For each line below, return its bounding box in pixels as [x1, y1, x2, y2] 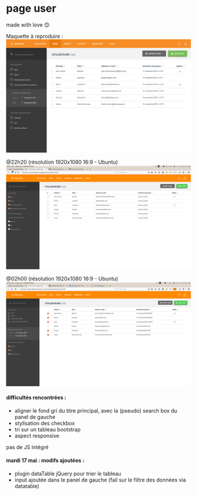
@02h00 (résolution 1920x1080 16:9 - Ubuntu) [6, 275, 118, 283]
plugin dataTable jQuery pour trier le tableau [14, 470, 121, 477]
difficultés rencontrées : [6, 394, 66, 401]
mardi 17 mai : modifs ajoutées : [6, 457, 84, 464]
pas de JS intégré [6, 443, 49, 450]
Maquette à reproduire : [6, 32, 63, 39]
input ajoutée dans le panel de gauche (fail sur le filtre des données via [14, 476, 186, 483]
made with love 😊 [6, 21, 50, 28]
